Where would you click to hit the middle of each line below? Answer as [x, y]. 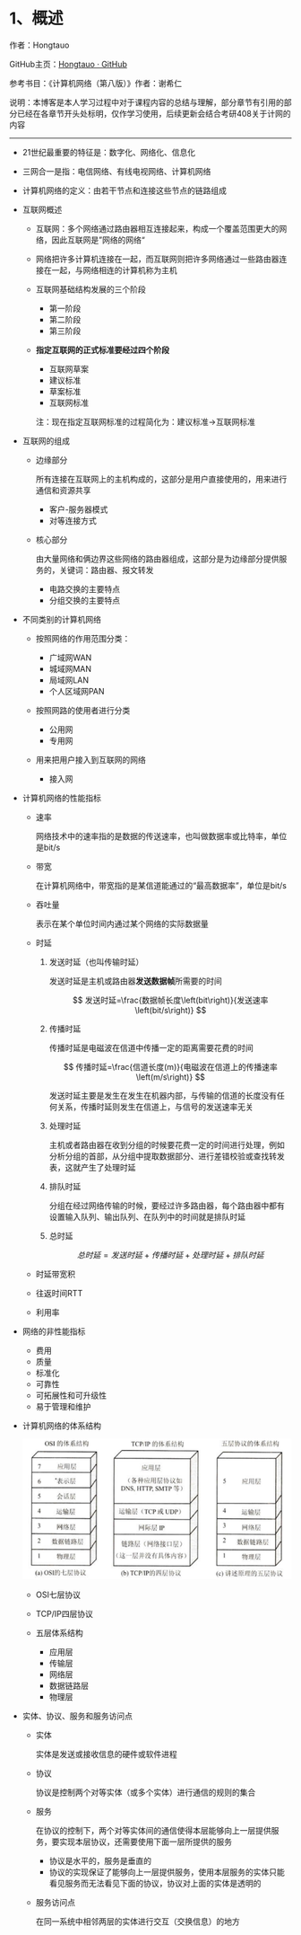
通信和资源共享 [63, 490]
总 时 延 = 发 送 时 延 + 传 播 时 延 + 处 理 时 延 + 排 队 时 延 [170, 1255]
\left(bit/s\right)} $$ [170, 1010]
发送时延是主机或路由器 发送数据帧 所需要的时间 [135, 981]
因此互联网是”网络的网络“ [98, 240]
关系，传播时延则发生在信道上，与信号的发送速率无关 [155, 1107]
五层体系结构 [59, 1633]
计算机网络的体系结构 [61, 1426]
